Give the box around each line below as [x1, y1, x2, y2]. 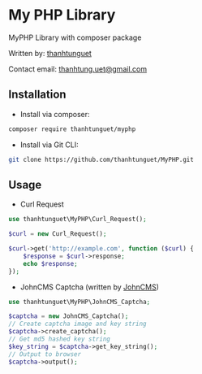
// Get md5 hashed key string [8, 335, 111, 343]
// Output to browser [8, 350, 82, 359]
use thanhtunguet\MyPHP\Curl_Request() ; [8, 215, 148, 224]
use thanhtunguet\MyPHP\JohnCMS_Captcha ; [8, 298, 151, 306]
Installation [8, 88, 67, 102]
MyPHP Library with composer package [8, 33, 142, 42]
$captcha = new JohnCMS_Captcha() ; [8, 312, 129, 320]
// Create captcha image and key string [8, 320, 148, 328]
